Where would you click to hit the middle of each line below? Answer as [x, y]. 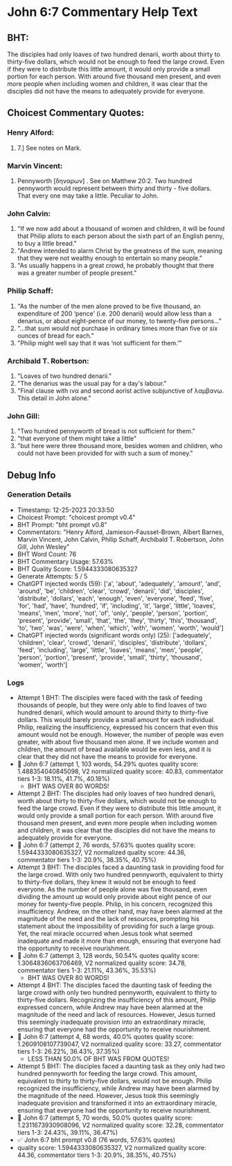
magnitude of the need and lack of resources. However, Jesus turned [116, 1015]
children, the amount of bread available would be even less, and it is [114, 749]
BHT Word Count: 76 [47, 554]
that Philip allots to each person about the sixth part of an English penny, [121, 236]
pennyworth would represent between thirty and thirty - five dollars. [114, 188]
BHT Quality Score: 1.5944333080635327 [77, 569]
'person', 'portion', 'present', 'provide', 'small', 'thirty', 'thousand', [109, 657]
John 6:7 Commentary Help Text [102, 12]
